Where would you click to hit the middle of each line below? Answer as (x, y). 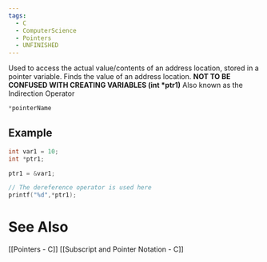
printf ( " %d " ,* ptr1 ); (43, 195)
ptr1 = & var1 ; (32, 173)
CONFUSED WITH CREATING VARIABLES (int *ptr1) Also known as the (126, 85)
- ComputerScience (46, 30)
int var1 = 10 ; (34, 151)
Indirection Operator (42, 93)
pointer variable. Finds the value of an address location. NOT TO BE (120, 77)
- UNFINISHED (37, 46)
